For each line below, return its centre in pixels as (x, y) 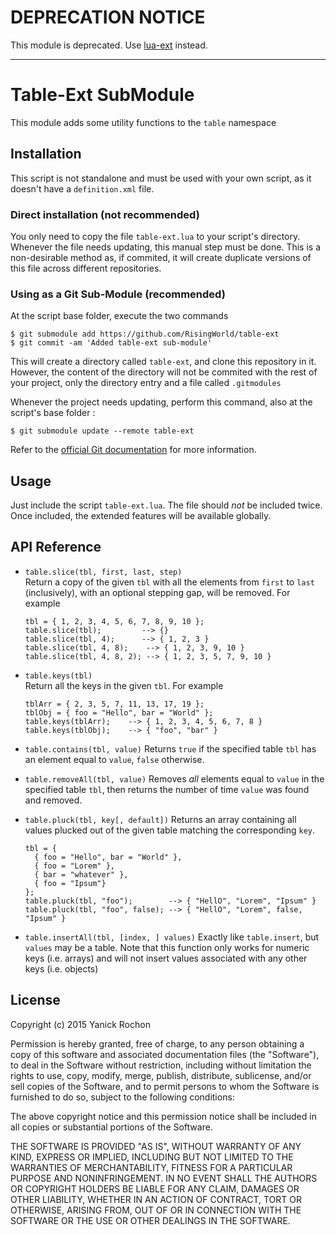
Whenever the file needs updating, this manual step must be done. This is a (166, 247)
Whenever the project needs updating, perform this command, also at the (161, 402)
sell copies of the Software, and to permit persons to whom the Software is (165, 1086)
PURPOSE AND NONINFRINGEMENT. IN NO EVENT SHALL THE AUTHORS (164, 1178)
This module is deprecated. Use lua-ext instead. (109, 45)
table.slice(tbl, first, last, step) (103, 572)
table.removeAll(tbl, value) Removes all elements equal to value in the (174, 778)
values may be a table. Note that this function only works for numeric (167, 947)
